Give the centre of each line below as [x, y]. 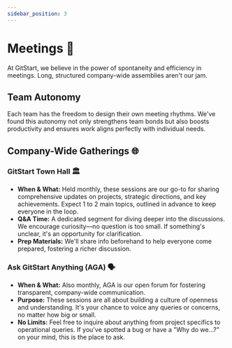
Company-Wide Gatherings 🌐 [73, 151]
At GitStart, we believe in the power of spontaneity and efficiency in [104, 68]
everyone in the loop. [48, 211]
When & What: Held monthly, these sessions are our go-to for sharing [118, 189]
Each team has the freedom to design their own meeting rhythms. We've [111, 114]
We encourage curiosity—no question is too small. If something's [111, 227]
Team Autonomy [44, 97]
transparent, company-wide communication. [81, 293]
